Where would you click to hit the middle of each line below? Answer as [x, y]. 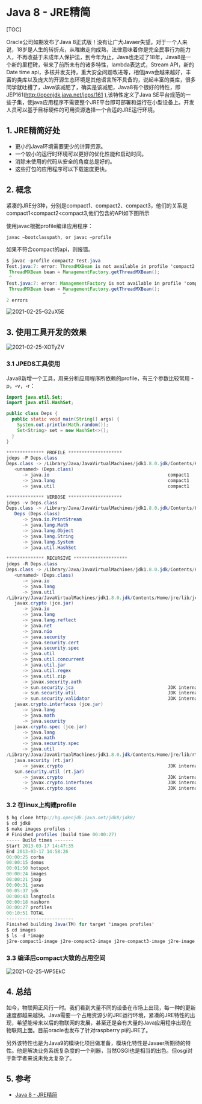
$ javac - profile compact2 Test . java [54, 261]
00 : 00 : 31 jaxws [25, 885]
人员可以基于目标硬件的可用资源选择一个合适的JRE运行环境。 [82, 110]
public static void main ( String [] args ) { [66, 419]
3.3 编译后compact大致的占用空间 [56, 958]
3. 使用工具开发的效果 [47, 332]
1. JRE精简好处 [33, 131]
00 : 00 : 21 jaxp [24, 880]
